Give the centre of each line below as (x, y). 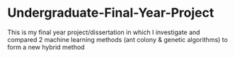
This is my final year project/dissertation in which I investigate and (104, 32)
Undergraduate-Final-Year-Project (111, 13)
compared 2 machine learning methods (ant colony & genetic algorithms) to (117, 39)
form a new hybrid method (46, 47)
